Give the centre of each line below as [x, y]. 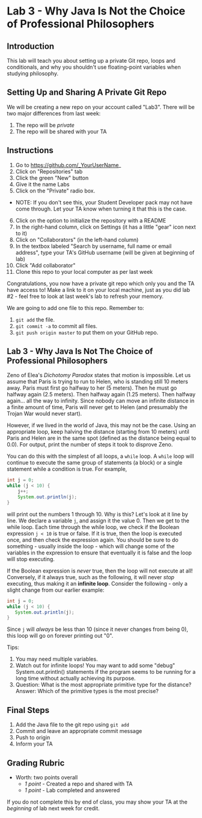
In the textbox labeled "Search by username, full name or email [93, 246]
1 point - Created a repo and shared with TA [78, 784]
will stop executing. [31, 559]
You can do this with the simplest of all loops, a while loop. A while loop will [100, 456]
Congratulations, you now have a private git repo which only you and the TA [101, 283]
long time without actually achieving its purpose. [75, 678]
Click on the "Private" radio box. [55, 191]
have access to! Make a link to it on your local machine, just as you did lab [98, 290]
